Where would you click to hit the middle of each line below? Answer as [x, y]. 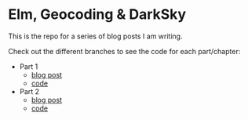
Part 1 [29, 66]
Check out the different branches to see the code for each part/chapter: [124, 51]
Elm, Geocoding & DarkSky [97, 15]
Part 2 [29, 91]
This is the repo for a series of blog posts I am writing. [95, 36]
